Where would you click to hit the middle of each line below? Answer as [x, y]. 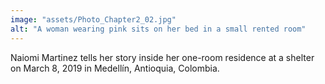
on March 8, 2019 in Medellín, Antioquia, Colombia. [115, 68]
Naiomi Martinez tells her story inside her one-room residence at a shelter [162, 57]
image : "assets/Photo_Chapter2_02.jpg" [93, 19]
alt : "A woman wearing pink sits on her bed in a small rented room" [158, 29]
